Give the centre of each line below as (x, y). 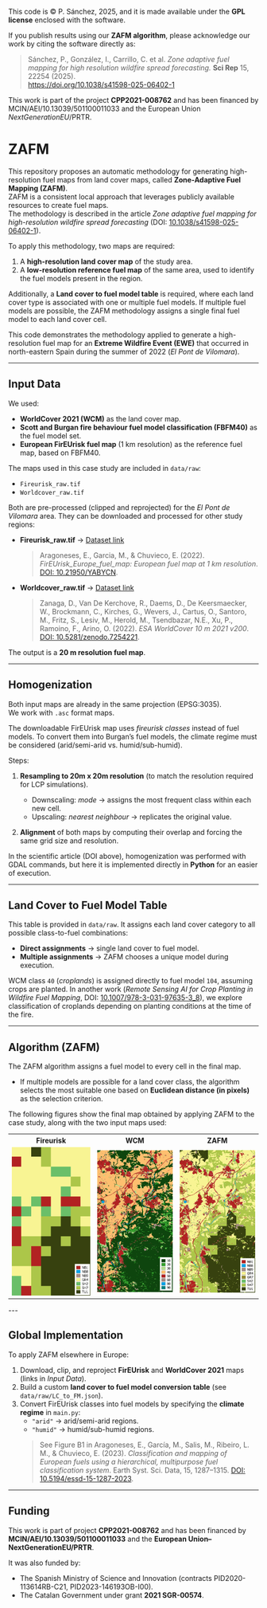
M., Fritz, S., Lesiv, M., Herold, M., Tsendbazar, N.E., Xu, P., (136, 620)
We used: (24, 403)
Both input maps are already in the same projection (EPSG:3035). (115, 704)
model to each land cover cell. (58, 319)
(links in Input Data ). (53, 1379)
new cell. (46, 808)
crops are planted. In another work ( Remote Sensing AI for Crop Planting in (131, 989)
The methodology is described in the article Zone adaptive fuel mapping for (132, 214)
